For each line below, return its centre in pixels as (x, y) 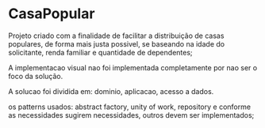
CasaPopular (52, 14)
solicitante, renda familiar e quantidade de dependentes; (100, 52)
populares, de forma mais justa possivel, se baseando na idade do (116, 43)
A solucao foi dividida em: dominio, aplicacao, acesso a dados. (111, 91)
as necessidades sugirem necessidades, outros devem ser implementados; (131, 115)
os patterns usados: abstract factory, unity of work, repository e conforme (130, 107)
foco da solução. (36, 76)
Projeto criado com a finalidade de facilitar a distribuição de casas (116, 36)
